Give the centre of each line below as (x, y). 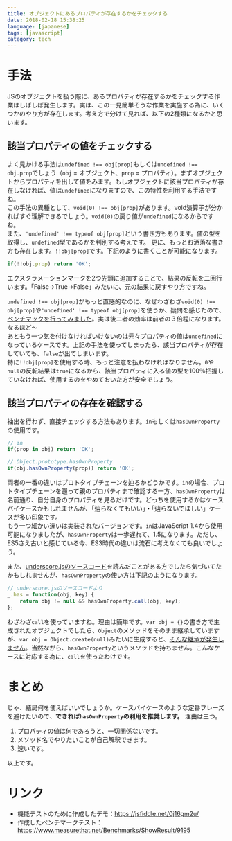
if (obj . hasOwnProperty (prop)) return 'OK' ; (71, 468)
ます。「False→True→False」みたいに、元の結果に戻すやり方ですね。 (111, 286)
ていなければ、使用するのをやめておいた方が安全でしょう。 (92, 379)
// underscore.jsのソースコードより (55, 588)
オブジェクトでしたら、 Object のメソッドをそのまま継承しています (125, 630)
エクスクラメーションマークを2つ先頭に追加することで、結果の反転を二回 (112, 278)
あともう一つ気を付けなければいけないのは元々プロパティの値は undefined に (115, 336)
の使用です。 (25, 430)
